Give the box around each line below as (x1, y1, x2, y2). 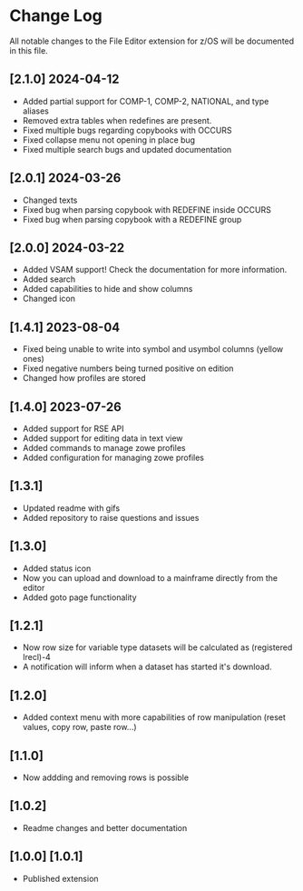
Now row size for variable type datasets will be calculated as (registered (22, 642, 293, 653)
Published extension (22, 873, 99, 884)
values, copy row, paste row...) (22, 722, 138, 733)
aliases (22, 105, 50, 116)
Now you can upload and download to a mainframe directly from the (22, 572, 279, 583)
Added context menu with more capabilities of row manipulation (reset (22, 712, 286, 723)
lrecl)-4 (22, 652, 52, 663)
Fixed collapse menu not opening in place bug (22, 134, 196, 145)
